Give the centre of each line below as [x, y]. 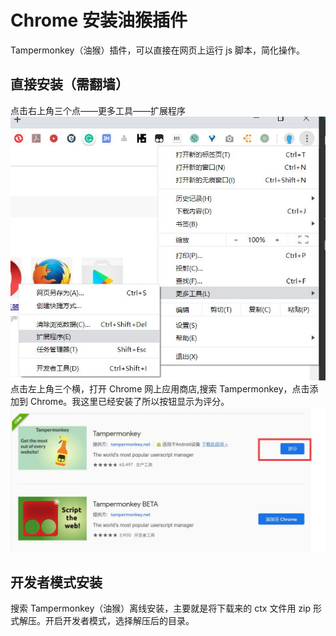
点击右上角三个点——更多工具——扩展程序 [98, 110]
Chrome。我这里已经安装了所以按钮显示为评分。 [129, 402]
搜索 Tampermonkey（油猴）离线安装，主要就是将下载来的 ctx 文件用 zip [161, 608]
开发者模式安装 [56, 582]
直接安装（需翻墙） [69, 84]
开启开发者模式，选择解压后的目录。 [119, 621]
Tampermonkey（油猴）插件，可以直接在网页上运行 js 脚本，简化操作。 [158, 50]
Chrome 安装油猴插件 [99, 20]
